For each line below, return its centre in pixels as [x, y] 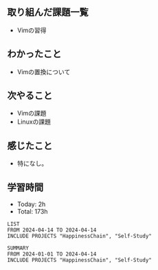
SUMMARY [18, 248]
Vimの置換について [44, 71]
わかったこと [34, 54]
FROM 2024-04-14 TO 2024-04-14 [52, 230]
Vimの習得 [32, 30]
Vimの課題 [32, 113]
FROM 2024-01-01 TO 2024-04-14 [52, 254]
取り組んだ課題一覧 [48, 12]
